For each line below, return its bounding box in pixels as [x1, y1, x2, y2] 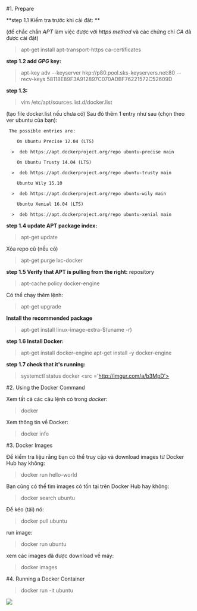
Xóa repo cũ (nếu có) [6, 245, 58, 252]
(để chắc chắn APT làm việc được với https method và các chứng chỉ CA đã [6, 28, 192, 35]
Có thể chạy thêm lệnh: [6, 292, 64, 298]
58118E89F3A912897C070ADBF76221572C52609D [46, 76, 173, 82]
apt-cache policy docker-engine [20, 280, 100, 287]
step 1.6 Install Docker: [6, 338, 64, 345]
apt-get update [20, 234, 58, 240]
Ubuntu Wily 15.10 [17, 180, 62, 186]
